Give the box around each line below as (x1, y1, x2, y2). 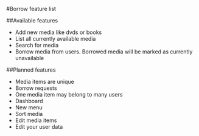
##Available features (6, 17, 58, 24)
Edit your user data (15, 123, 63, 130)
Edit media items (15, 117, 57, 124)
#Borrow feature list (6, 5, 57, 12)
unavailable (15, 55, 44, 61)
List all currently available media (15, 35, 96, 42)
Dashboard (15, 97, 44, 104)
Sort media (15, 110, 43, 117)
